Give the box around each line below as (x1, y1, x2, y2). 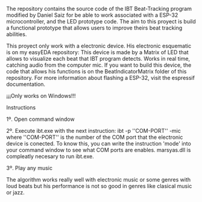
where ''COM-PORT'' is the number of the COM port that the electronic (6, 133, 183, 141)
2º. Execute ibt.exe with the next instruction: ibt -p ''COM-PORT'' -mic (6, 127, 181, 134)
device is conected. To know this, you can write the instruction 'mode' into (6, 140, 191, 147)
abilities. (6, 31, 27, 38)
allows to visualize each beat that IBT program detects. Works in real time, (6, 55, 191, 62)
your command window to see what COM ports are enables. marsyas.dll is (6, 147, 191, 153)
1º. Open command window (6, 115, 75, 123)
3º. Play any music (6, 165, 53, 171)
